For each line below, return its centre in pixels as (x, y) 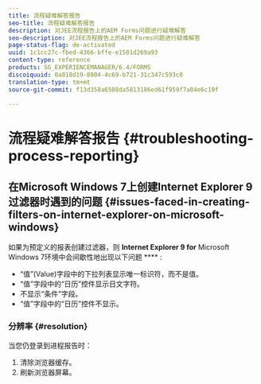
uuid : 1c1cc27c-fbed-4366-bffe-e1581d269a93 (83, 52)
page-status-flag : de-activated (62, 45)
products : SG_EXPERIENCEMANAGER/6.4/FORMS (80, 68)
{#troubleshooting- (188, 138)
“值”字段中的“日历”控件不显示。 (71, 304)
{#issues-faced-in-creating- (177, 202)
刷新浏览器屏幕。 (48, 372)
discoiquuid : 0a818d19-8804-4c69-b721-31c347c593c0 (95, 75)
